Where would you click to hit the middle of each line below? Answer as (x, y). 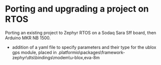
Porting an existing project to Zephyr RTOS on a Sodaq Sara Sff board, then (81, 32)
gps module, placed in (34, 52)
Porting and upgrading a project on (77, 9)
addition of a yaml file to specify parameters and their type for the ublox (84, 47)
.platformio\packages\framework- (91, 52)
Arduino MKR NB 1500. (28, 38)
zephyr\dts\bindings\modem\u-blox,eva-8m (56, 57)
